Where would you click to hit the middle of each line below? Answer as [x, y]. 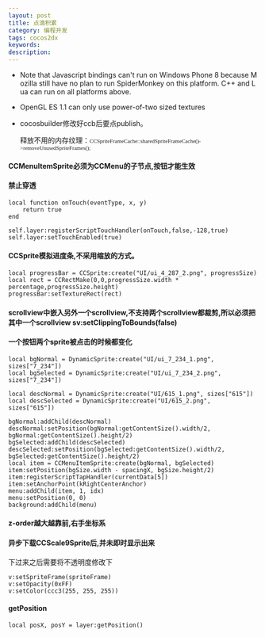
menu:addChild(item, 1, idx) [56, 491]
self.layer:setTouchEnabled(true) [65, 237]
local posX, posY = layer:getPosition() [76, 625]
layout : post [30, 15]
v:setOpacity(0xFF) [40, 584]
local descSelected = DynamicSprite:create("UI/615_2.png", [110, 401]
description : [30, 52]
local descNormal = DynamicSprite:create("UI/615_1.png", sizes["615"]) [131, 394]
